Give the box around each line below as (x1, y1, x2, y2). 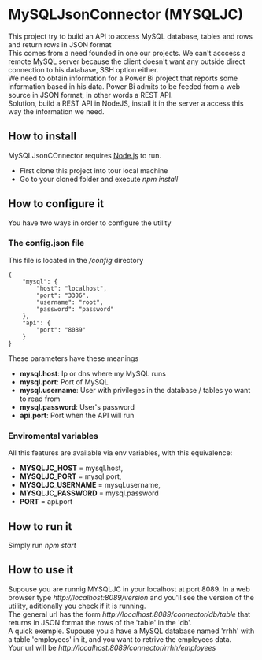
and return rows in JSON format (8, 39, 112, 49)
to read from (19, 394, 61, 403)
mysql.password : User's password (19, 402, 135, 411)
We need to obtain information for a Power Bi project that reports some (8, 73, 238, 83)
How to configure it (8, 197, 105, 210)
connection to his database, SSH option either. (8, 65, 159, 74)
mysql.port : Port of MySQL (19, 376, 109, 387)
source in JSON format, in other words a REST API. (8, 90, 173, 99)
